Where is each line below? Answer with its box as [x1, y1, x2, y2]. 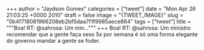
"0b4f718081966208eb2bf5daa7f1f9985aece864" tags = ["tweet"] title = [6, 18, 191, 25]
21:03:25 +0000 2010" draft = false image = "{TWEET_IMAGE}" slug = [6, 11, 184, 19]
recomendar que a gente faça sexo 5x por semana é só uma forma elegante [6, 31, 198, 38]
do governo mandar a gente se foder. [6, 37, 100, 44]
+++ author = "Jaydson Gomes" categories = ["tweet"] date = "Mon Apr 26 [6, 5, 196, 12]
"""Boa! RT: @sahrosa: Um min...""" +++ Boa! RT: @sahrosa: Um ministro [6, 24, 191, 31]
